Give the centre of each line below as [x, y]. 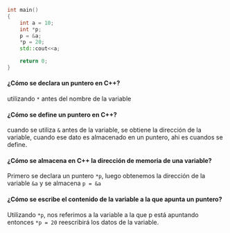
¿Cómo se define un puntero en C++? [62, 114]
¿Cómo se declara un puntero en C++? [64, 83]
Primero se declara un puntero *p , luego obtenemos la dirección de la [106, 176]
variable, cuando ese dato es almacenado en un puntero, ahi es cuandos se [115, 137]
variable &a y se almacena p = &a [54, 183]
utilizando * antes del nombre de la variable [69, 99]
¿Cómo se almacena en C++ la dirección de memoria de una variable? [110, 160]
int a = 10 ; [37, 23]
